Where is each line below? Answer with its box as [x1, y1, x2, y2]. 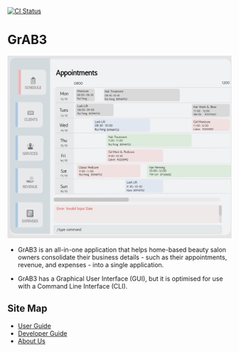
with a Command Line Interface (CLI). [17, 281, 128, 290]
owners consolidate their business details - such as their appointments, [17, 253, 228, 262]
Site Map [7, 303, 48, 315]
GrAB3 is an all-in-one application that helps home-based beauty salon [17, 245, 226, 254]
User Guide [17, 321, 51, 330]
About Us [17, 336, 46, 345]
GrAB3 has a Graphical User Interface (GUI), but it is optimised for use [17, 274, 223, 283]
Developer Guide [17, 328, 68, 338]
